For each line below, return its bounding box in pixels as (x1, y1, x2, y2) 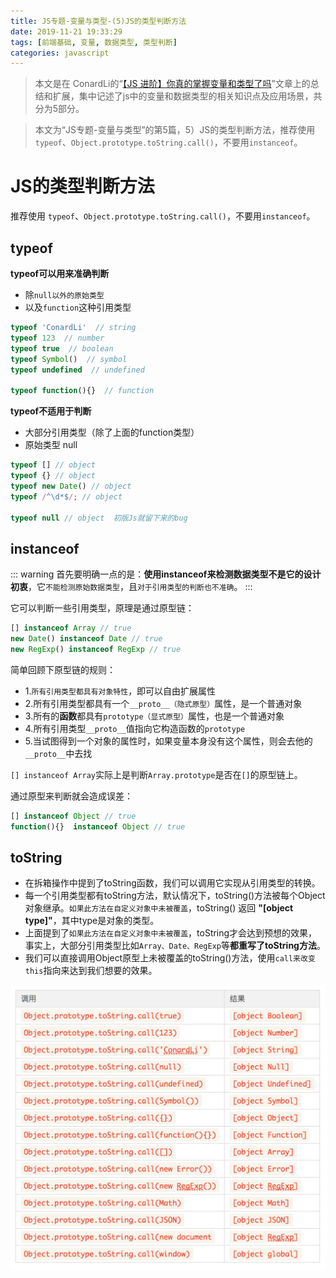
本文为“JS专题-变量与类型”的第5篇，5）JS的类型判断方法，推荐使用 (34, 124, 316, 136)
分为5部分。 (34, 103, 85, 115)
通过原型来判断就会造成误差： (10, 790, 133, 802)
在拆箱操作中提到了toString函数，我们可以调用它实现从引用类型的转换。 (24, 877, 321, 889)
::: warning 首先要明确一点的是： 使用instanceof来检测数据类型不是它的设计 (10, 568, 322, 580)
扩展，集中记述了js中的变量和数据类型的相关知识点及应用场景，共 (52, 90, 323, 102)
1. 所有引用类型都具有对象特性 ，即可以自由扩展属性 (24, 685, 217, 697)
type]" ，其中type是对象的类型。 (24, 915, 160, 927)
